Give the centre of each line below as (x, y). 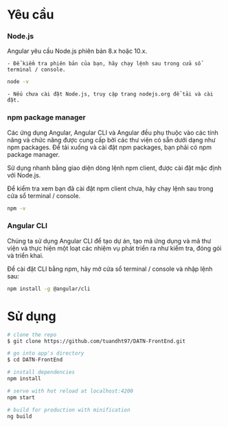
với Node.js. (24, 175)
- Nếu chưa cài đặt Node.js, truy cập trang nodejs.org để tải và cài (110, 94)
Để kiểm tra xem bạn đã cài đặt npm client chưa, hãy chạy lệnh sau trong (111, 188)
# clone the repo (32, 335)
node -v (18, 82)
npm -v (16, 208)
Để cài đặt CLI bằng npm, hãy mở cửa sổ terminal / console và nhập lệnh (110, 269)
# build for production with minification (69, 410)
